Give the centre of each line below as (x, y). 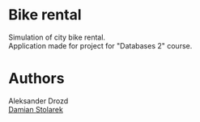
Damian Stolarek (36, 109)
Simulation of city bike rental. (57, 37)
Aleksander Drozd (38, 101)
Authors (36, 79)
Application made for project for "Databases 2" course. (100, 45)
